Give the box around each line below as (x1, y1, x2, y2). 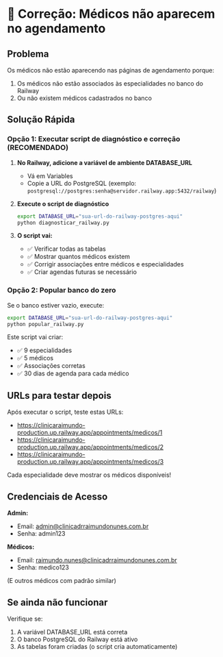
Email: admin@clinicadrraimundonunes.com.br (16, 522, 149, 530)
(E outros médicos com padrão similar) (7, 577, 116, 585)
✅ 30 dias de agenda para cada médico (16, 369, 129, 377)
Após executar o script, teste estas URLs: (7, 408, 124, 417)
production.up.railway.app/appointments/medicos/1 (16, 428, 163, 437)
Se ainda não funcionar (7, 596, 108, 608)
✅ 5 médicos (16, 354, 53, 362)
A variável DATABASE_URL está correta (16, 628, 128, 636)
